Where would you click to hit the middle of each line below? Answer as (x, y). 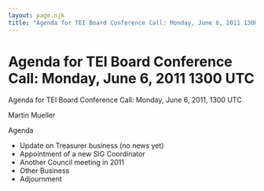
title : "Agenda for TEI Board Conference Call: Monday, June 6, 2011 (125, 23)
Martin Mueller (32, 116)
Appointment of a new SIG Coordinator (82, 154)
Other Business (44, 171)
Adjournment (41, 179)
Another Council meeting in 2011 (71, 163)
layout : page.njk (37, 15)
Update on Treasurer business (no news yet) (92, 145)
